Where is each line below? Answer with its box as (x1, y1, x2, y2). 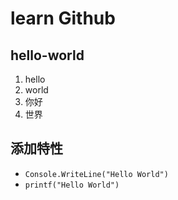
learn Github (10, 7, 116, 30)
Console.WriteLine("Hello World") (24, 169, 169, 179)
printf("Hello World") (24, 180, 120, 190)
